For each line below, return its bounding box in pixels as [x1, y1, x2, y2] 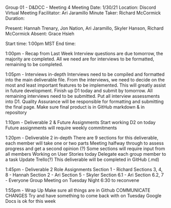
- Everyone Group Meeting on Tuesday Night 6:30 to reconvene [5, 177, 139, 183]
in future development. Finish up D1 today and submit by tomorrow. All [5, 88, 153, 94]
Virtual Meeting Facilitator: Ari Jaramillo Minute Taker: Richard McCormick [5, 10, 161, 16]
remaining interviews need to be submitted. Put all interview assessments [5, 93, 160, 99]
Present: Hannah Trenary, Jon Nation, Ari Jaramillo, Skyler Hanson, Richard [5, 25, 164, 31]
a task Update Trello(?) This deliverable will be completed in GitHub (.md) [5, 156, 160, 162]
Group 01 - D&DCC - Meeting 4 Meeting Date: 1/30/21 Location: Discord [5, 5, 156, 10]
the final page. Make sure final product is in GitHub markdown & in [5, 104, 145, 110]
